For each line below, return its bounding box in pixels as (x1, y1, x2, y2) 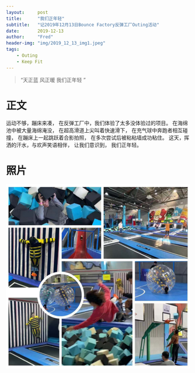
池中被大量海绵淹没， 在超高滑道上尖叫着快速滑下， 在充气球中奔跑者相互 (6, 126, 183, 134)
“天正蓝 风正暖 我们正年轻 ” (20, 76, 86, 83)
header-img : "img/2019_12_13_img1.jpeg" (6, 40, 106, 46)
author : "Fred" (6, 34, 54, 40)
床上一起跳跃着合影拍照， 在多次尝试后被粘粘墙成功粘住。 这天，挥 (27, 134, 190, 141)
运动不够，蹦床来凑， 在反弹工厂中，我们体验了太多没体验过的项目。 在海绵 (6, 119, 188, 126)
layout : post (6, 9, 48, 15)
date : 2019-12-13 (6, 28, 64, 34)
